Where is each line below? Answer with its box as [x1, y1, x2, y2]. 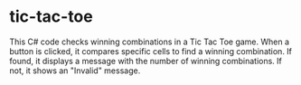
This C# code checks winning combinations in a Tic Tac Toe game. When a [9, 36, 290, 47]
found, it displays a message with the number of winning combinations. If [9, 55, 283, 66]
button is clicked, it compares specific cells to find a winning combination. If [9, 45, 292, 56]
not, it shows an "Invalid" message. [9, 65, 141, 76]
